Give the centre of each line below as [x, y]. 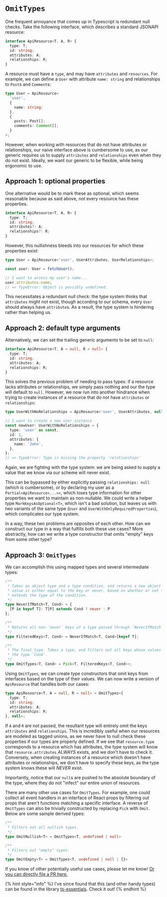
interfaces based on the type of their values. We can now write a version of [82, 679]
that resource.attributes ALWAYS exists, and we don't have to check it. [79, 752]
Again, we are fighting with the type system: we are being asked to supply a [83, 467]
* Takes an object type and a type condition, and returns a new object [84, 586]
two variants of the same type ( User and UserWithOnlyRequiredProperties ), [82, 509]
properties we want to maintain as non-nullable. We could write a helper [79, 498]
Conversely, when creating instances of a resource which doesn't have [78, 757]
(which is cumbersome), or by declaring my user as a [60, 488]
